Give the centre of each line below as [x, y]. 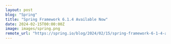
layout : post [19, 10]
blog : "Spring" [21, 15]
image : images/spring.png [33, 29]
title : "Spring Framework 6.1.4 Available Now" [57, 19]
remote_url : [18, 33]
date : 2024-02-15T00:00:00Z [35, 24]
